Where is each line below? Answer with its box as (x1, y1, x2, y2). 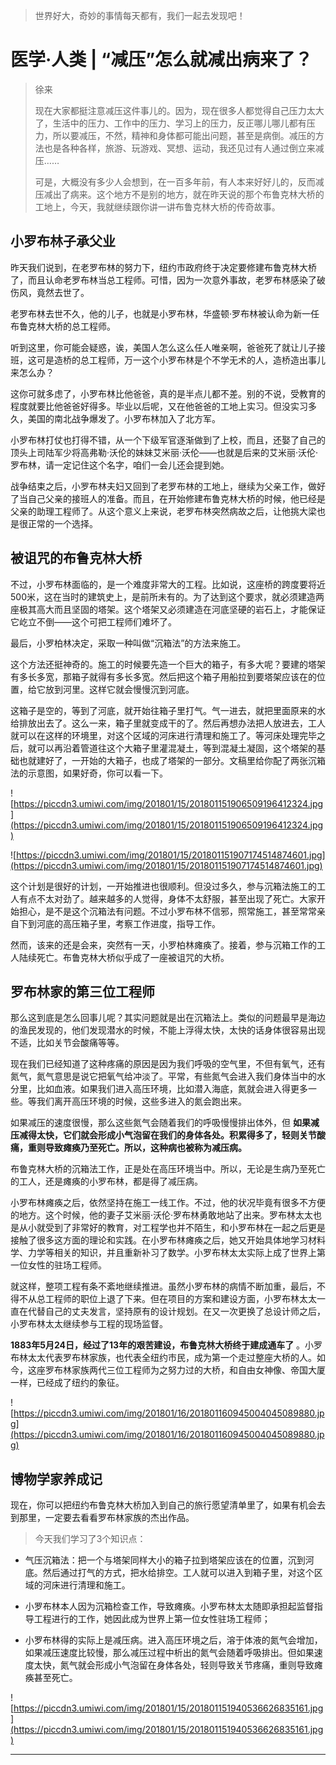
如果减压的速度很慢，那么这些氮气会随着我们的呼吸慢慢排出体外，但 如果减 (10, 1117, 320, 1129)
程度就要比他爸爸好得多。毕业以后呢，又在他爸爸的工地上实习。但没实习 (10, 400, 308, 412)
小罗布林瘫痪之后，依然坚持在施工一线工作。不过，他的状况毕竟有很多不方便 (10, 1197, 326, 1209)
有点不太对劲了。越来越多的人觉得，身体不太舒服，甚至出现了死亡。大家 (18, 892, 317, 904)
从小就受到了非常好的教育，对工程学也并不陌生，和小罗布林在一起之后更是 (18, 1222, 326, 1234)
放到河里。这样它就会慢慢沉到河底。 (44, 683, 195, 695)
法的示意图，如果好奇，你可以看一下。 (10, 767, 168, 779)
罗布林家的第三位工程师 (10, 983, 155, 1000)
